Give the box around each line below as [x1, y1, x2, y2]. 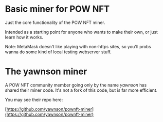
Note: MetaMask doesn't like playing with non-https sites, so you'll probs [5, 43, 151, 49]
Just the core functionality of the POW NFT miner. [5, 20, 106, 25]
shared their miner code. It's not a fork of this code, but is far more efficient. [5, 87, 158, 93]
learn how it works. [5, 34, 44, 40]
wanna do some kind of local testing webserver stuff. [5, 49, 112, 55]
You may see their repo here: [5, 97, 63, 102]
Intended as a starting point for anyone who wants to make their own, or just [5, 29, 158, 35]
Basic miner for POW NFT [5, 3, 110, 15]
